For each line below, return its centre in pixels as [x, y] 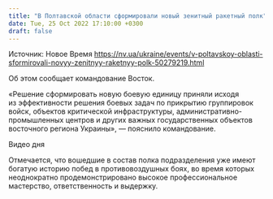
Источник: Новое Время [50, 54]
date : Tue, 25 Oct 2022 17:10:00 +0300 [76, 24]
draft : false [30, 31]
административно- [209, 111]
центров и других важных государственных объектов [159, 120]
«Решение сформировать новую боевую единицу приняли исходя [124, 94]
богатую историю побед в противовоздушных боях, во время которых [131, 169]
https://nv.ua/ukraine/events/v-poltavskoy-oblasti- [178, 54]
